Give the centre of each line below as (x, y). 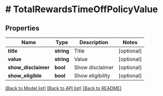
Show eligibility (92, 76)
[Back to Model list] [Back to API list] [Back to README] (63, 88)
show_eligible (25, 76)
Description (94, 42)
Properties (22, 28)
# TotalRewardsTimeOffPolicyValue (82, 9)
